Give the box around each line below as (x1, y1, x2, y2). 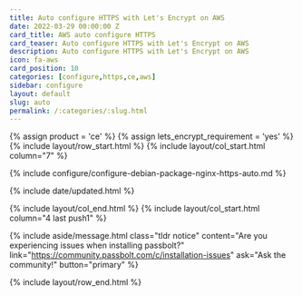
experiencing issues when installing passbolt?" (9, 240, 185, 251)
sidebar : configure (9, 81, 83, 90)
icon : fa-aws (9, 55, 59, 64)
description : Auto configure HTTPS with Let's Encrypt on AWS (9, 47, 249, 56)
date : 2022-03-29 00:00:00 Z (9, 22, 120, 31)
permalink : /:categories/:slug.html (9, 106, 148, 115)
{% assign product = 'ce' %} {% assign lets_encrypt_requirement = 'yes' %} (9, 131, 295, 142)
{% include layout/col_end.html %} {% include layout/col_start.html (9, 203, 260, 214)
